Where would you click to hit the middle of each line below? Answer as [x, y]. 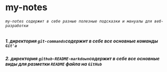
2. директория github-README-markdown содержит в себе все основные [82, 58]
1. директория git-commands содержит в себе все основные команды [82, 41]
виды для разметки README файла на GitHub [54, 64]
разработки [17, 26]
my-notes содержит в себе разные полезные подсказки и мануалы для [79, 21]
